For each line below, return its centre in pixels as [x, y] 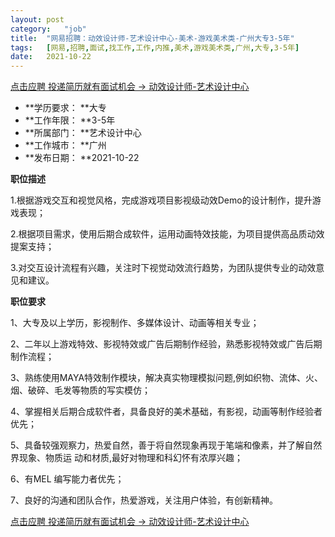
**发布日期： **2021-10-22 [82, 158]
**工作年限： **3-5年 [70, 120]
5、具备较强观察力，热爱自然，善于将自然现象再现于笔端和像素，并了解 [157, 445]
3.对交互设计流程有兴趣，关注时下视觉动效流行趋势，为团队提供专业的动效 [163, 268]
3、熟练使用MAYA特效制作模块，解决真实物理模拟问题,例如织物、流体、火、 [167, 378]
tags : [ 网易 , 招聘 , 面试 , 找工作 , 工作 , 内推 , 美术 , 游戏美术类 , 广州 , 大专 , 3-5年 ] [155, 47]
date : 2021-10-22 [51, 57]
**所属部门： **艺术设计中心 [83, 133]
